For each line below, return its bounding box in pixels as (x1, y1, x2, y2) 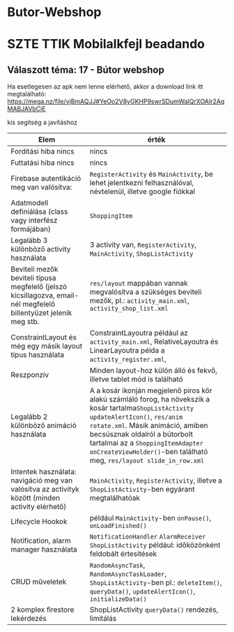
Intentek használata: (10, 467, 77, 477)
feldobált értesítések (89, 549, 157, 559)
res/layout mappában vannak (89, 279, 188, 288)
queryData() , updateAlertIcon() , (89, 587, 196, 596)
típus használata (10, 350, 65, 360)
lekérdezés (10, 614, 47, 624)
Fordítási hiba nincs (10, 147, 75, 156)
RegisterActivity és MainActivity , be (89, 169, 214, 179)
